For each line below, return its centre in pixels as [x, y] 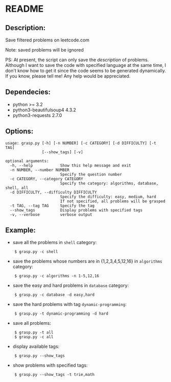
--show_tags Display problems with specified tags [76, 210]
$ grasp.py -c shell [36, 252]
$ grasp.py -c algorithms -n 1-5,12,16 [57, 276]
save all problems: [32, 323]
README [25, 9]
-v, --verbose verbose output [51, 214]
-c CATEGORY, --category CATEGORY [46, 179]
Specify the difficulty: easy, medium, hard [108, 197]
